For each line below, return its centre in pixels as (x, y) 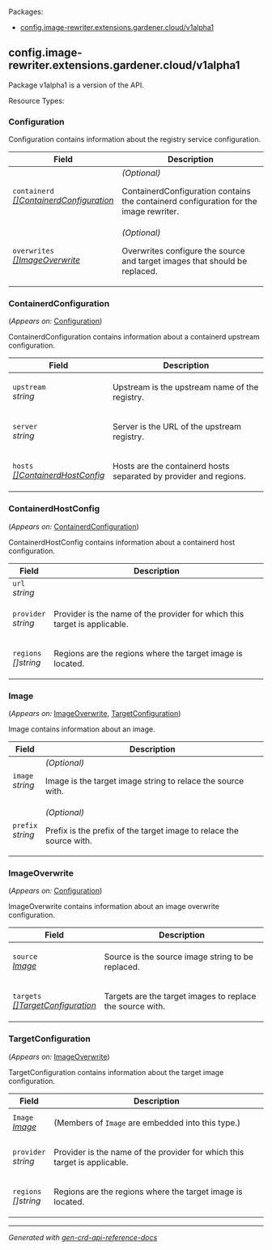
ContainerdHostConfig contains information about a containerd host (122, 542)
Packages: (26, 12)
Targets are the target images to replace (180, 996)
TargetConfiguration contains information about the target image (116, 1072)
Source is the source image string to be (178, 957)
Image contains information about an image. (82, 729)
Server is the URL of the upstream (176, 427)
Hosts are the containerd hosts (171, 467)
